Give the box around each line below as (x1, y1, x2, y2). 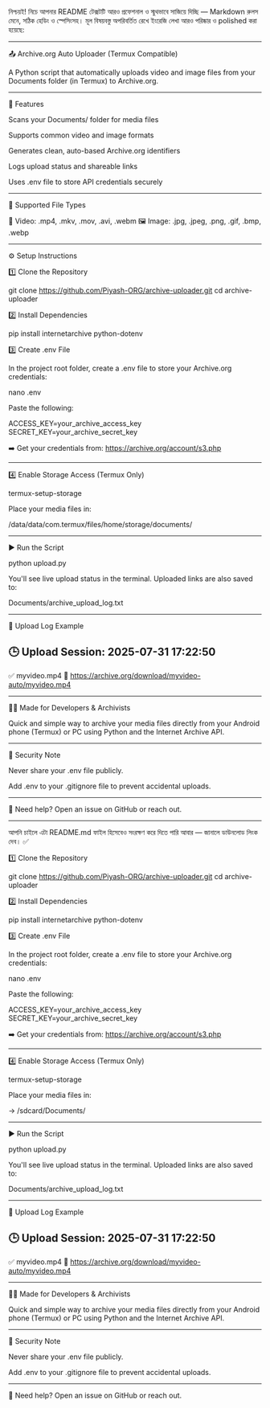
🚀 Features (8, 100, 44, 108)
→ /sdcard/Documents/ (8, 1105, 86, 1115)
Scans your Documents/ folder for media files (8, 115, 159, 124)
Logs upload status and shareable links (8, 162, 138, 171)
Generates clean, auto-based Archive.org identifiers (8, 146, 181, 155)
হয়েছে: (8, 25, 25, 35)
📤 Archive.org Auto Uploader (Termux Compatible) (8, 49, 178, 59)
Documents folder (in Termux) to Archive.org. (8, 76, 159, 85)
